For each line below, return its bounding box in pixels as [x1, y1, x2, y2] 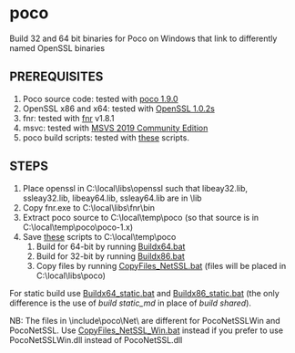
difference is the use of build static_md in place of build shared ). [9, 297, 252, 308]
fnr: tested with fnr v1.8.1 [22, 112, 116, 123]
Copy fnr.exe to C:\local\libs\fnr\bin [22, 202, 156, 213]
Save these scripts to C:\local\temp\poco [22, 231, 177, 242]
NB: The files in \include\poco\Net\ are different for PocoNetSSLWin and [9, 315, 280, 326]
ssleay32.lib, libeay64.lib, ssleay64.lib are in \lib [22, 192, 202, 203]
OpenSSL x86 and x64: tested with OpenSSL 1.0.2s [22, 103, 216, 114]
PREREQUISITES [9, 69, 104, 85]
